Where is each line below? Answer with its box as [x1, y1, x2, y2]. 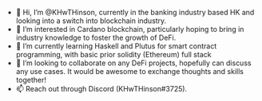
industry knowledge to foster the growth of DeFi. [15, 33, 177, 42]
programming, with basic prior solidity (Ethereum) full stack [15, 50, 212, 59]
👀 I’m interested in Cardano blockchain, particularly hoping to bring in [15, 25, 244, 33]
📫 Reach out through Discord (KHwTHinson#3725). [15, 84, 188, 93]
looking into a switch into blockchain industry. [15, 16, 167, 25]
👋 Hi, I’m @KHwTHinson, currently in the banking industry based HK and [15, 8, 255, 17]
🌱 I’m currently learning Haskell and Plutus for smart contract [15, 41, 217, 51]
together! [15, 76, 46, 84]
